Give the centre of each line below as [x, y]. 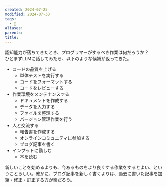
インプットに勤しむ [32, 150]
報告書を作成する [37, 131]
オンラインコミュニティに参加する [55, 138]
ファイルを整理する [40, 113]
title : [12, 38]
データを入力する [37, 106]
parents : [14, 33]
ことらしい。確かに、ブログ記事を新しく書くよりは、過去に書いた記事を [83, 173]
